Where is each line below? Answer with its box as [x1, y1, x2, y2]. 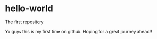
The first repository [5, 19, 44, 25]
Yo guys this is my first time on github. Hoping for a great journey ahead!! [5, 28, 152, 34]
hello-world [5, 3, 54, 14]
